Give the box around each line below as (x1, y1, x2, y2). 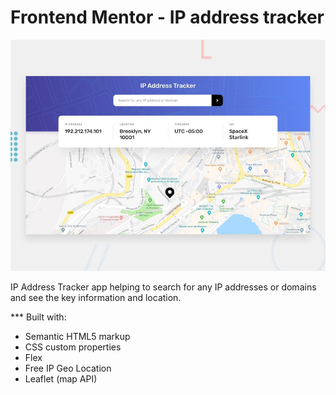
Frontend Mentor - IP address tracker (10, 6, 325, 29)
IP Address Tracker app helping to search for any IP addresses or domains (10, 281, 317, 293)
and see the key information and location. (10, 291, 182, 303)
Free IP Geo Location (24, 362, 112, 374)
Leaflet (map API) (24, 372, 98, 385)
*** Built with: (10, 311, 67, 323)
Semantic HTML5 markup (24, 330, 131, 342)
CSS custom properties (24, 341, 122, 353)
